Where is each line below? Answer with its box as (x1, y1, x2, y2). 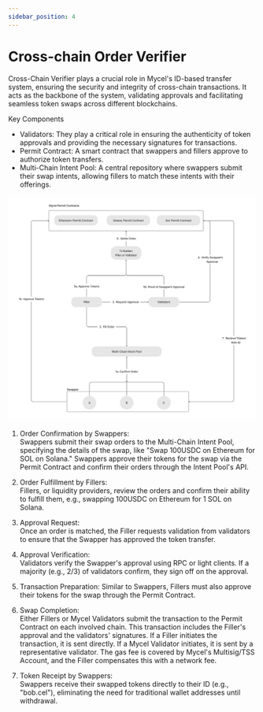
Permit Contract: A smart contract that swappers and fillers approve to (19, 146, 248, 155)
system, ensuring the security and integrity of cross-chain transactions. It (8, 82, 247, 91)
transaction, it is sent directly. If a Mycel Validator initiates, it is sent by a (19, 639, 254, 648)
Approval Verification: (19, 550, 91, 559)
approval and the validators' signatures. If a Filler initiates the (19, 630, 218, 640)
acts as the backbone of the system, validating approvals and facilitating (8, 91, 243, 100)
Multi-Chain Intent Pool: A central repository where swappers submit (19, 162, 243, 172)
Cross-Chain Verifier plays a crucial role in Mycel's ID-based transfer (8, 73, 232, 83)
